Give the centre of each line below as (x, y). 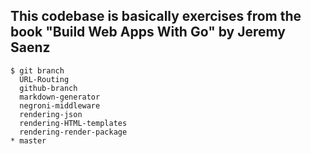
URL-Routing (44, 79)
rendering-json (51, 114)
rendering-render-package (73, 132)
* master (28, 140)
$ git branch (37, 70)
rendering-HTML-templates (73, 123)
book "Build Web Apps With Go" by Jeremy (148, 32)
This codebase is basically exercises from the (156, 16)
